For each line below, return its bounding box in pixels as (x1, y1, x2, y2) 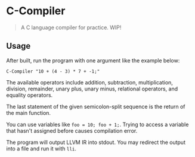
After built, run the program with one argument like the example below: (6, 56, 180, 64)
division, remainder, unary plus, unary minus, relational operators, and (6, 85, 178, 92)
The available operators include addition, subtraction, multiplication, (6, 78, 173, 86)
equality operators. (6, 91, 53, 99)
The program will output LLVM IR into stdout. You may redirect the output (6, 139, 186, 146)
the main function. (6, 109, 51, 117)
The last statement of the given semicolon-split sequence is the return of (6, 103, 186, 110)
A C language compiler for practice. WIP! (20, 24, 122, 31)
